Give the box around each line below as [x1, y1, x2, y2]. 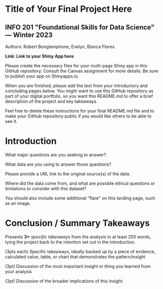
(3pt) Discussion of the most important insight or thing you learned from [5, 263, 151, 269]
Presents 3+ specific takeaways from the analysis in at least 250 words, [5, 233, 151, 239]
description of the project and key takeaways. [5, 98, 98, 104]
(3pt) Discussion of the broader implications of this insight [5, 278, 123, 284]
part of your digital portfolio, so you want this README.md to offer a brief [5, 93, 153, 99]
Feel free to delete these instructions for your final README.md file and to [5, 108, 155, 114]
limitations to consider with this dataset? [5, 185, 87, 191]
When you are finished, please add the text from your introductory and [5, 83, 148, 88]
